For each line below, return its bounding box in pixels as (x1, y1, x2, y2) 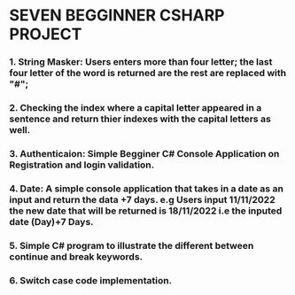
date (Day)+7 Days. (9, 215, 95, 228)
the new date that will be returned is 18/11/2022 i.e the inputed (9, 205, 283, 217)
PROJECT (9, 24, 82, 44)
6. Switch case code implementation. (9, 274, 173, 286)
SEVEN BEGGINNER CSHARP (9, 5, 225, 26)
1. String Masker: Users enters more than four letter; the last (9, 56, 273, 68)
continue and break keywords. (9, 250, 144, 262)
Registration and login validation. (9, 159, 155, 171)
